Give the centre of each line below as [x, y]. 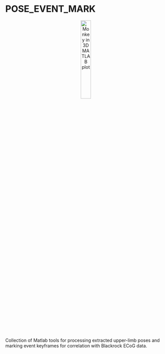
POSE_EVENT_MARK [51, 9]
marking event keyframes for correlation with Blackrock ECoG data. [76, 346]
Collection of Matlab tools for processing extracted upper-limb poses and [82, 340]
